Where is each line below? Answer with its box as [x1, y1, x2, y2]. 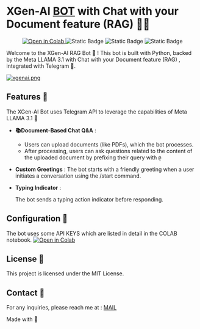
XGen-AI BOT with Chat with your [6, 4, 179, 18]
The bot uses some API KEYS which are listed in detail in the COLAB [6, 230, 178, 237]
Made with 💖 [6, 316, 38, 323]
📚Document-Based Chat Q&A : [15, 126, 96, 134]
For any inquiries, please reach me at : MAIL [6, 304, 117, 311]
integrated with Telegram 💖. [6, 62, 76, 70]
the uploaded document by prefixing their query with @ [24, 154, 162, 161]
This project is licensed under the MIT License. [6, 270, 124, 277]
